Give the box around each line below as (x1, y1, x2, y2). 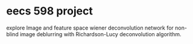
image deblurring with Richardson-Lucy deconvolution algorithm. (20, 30, 182, 37)
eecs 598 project (6, 4, 93, 18)
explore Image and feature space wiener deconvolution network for (6, 24, 174, 31)
